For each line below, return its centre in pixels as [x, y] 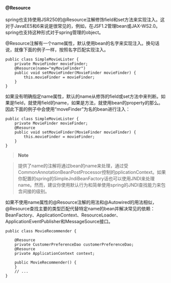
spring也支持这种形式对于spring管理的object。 [55, 32]
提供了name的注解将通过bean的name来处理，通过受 [73, 166]
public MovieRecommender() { [46, 263]
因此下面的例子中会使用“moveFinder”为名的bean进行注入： [68, 109]
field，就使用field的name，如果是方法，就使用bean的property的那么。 [88, 103]
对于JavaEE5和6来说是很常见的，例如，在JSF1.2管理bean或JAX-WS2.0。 [83, 26]
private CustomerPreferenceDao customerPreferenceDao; [74, 245]
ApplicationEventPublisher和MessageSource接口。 [59, 222]
